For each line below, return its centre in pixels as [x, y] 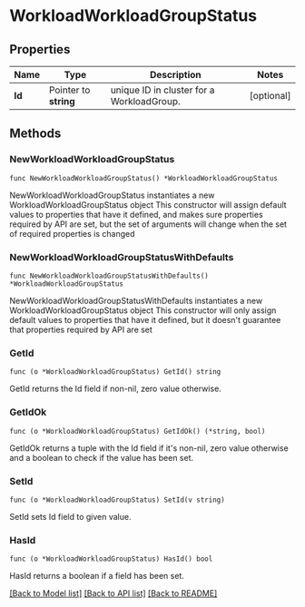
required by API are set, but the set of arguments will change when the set [148, 224]
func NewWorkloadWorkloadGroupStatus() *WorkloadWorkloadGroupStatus [144, 178]
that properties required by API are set [81, 329]
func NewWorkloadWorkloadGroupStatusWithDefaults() [109, 276]
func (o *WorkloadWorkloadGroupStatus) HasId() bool [111, 559]
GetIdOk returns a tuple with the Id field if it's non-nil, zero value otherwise [149, 448]
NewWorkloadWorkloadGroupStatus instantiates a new [112, 195]
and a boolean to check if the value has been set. [102, 457]
